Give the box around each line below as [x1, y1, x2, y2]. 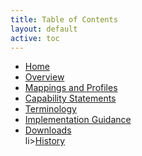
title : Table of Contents [10, 14, 118, 25]
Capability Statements [24, 92, 117, 105]
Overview [24, 71, 65, 83]
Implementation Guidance [24, 114, 132, 126]
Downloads [24, 124, 72, 136]
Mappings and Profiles [24, 82, 118, 94]
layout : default [10, 24, 78, 34]
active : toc [10, 33, 60, 43]
